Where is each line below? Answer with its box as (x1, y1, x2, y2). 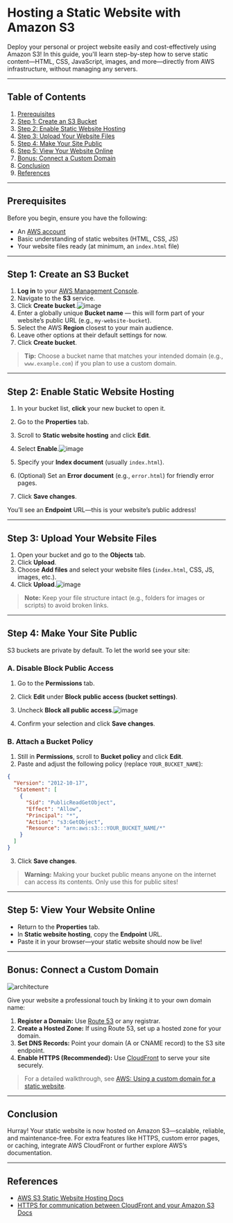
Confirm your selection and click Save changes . (17, 719, 155, 728)
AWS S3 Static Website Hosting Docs (17, 1194, 124, 1202)
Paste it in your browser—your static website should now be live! (17, 937, 202, 946)
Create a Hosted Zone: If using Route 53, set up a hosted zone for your (17, 1024, 222, 1032)
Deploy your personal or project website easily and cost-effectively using (7, 42, 216, 51)
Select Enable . (17, 445, 60, 453)
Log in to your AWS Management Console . (17, 286, 139, 296)
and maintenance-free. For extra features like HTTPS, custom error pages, (7, 1134, 220, 1143)
